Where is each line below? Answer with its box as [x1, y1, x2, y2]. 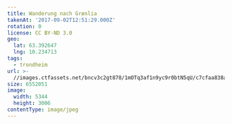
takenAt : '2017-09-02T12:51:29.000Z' [7, 17, 116, 23]
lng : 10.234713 [13, 49, 57, 56]
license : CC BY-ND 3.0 [7, 29, 72, 37]
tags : [7, 55, 23, 62]
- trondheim [13, 61, 48, 68]
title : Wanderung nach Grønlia [7, 10, 97, 17]
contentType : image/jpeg [7, 106, 79, 113]
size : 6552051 [7, 81, 48, 87]
